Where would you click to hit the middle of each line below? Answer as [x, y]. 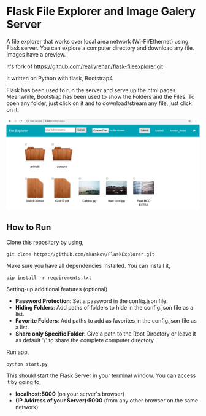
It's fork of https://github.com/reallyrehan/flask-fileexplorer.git [85, 66]
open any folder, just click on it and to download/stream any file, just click [99, 103]
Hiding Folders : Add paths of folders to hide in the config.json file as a [104, 307]
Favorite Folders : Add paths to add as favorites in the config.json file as [106, 320]
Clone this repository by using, [45, 242]
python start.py [27, 364]
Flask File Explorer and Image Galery [101, 11]
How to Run [29, 228]
